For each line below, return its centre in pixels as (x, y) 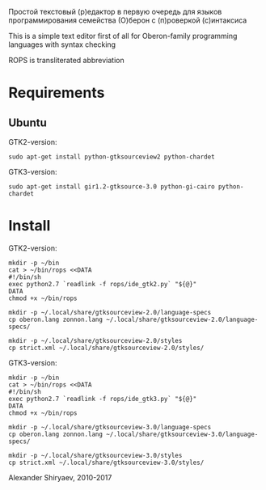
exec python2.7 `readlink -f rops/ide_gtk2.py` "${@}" (103, 284)
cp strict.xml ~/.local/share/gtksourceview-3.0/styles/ (106, 463)
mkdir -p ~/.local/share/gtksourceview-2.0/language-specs (110, 312)
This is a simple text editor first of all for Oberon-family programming (123, 36)
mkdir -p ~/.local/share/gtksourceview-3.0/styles (95, 455)
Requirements (57, 93)
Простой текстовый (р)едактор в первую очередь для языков (115, 12)
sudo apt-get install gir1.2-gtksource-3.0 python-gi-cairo (112, 187)
